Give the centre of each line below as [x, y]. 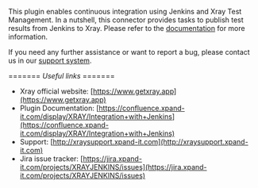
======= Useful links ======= [62, 76]
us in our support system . [50, 60]
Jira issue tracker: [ [51, 159]
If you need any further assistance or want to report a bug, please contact [129, 52]
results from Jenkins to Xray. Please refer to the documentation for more [127, 28]
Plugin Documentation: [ [59, 108]
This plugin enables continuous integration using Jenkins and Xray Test [125, 12]
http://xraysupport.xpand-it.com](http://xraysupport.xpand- [150, 142]
